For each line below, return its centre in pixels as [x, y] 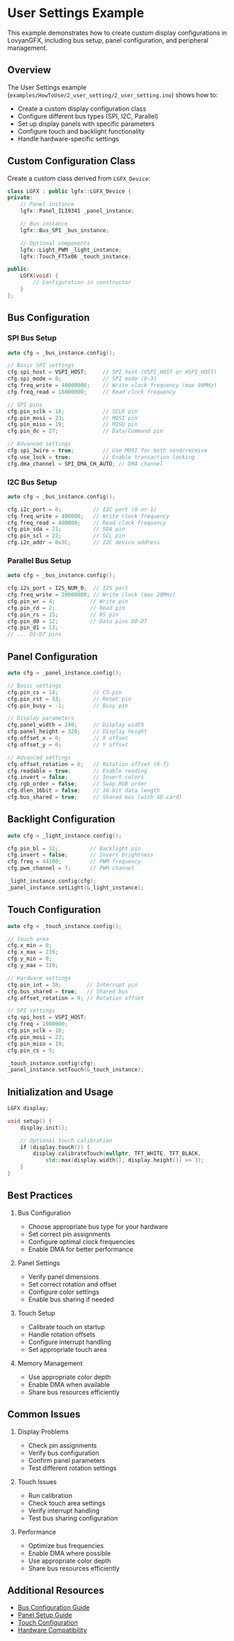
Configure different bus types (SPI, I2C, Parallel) [88, 116]
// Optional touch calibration [66, 1140]
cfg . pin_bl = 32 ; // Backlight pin [74, 849]
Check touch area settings [67, 1503]
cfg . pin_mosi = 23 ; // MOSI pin [73, 418]
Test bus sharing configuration [73, 1518]
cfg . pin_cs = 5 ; [31, 1050]
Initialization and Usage [60, 1092]
